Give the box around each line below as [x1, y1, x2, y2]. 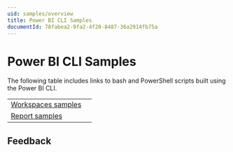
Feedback [7, 134, 52, 147]
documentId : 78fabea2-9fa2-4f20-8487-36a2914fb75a [7, 23, 158, 30]
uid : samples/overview [7, 10, 73, 18]
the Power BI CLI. [7, 84, 57, 92]
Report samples [10, 111, 63, 121]
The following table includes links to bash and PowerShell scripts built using [7, 76, 226, 85]
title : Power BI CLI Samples [7, 17, 92, 24]
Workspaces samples [10, 99, 82, 109]
